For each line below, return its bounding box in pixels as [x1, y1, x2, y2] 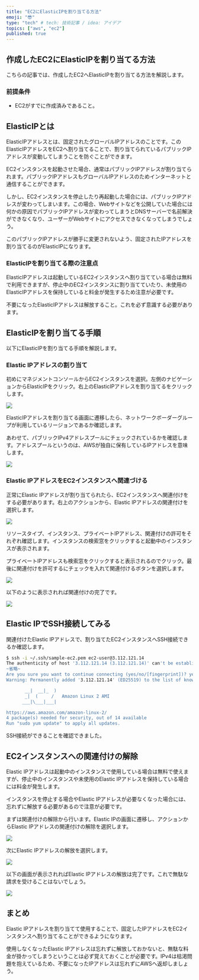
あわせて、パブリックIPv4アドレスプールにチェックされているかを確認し [6, 434, 183, 442]
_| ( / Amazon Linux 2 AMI [24, 693, 110, 699]
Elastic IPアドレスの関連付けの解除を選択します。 [11, 823, 132, 830]
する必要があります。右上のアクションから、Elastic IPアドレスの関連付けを [6, 499, 188, 506]
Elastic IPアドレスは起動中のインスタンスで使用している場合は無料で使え [6, 768, 184, 775]
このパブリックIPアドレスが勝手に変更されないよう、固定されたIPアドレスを [6, 235, 192, 242]
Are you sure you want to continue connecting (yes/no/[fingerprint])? [6, 672, 187, 678]
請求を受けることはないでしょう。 [6, 878, 89, 885]
